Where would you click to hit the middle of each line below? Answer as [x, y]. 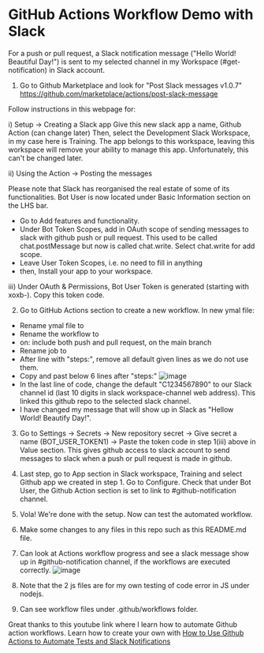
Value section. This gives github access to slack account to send [125, 450]
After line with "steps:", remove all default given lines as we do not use [134, 359]
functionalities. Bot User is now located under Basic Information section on [129, 197]
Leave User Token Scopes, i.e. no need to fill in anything [111, 262]
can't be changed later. [46, 158]
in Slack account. [76, 70]
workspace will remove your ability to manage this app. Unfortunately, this [128, 149]
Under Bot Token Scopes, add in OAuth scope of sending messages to [134, 229]
